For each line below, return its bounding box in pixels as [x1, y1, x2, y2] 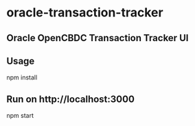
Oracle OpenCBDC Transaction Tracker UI [6, 32, 189, 44]
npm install [6, 73, 38, 81]
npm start [6, 112, 34, 120]
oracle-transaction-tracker [6, 5, 163, 21]
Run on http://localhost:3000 [6, 93, 135, 105]
